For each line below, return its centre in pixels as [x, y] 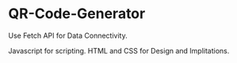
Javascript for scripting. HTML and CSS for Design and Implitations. [119, 50]
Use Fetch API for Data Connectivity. [68, 35]
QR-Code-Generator [77, 14]
